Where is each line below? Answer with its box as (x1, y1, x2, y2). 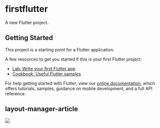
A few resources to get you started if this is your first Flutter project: (5, 56, 142, 62)
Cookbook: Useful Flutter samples (12, 71, 81, 77)
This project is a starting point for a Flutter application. (5, 46, 114, 52)
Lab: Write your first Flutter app (12, 65, 76, 71)
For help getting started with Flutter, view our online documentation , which (5, 80, 156, 86)
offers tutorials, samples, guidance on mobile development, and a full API (5, 85, 153, 91)
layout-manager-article (5, 105, 78, 113)
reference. (5, 90, 26, 96)
